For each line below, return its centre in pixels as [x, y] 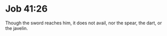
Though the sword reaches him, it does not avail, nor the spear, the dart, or [84, 23]
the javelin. [16, 28]
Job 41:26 [26, 9]
